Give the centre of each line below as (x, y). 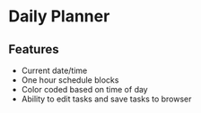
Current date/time (54, 70)
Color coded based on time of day (85, 89)
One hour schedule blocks (70, 80)
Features (34, 49)
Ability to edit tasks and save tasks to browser (106, 99)
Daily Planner (59, 16)
